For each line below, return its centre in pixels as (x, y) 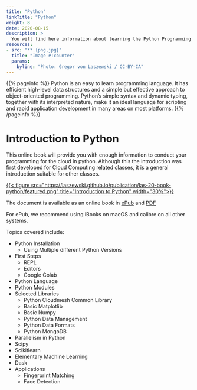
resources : (19, 45)
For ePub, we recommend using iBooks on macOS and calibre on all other (96, 214)
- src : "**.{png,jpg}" (34, 50)
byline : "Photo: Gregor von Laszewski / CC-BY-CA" (80, 66)
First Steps (28, 256)
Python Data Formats (49, 325)
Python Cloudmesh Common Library (68, 300)
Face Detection (42, 382)
